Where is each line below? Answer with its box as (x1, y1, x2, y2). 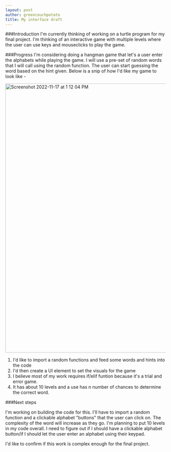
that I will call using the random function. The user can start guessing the (5, 62, 159, 69)
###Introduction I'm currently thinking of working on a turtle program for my (5, 31, 165, 37)
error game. (12, 378, 38, 385)
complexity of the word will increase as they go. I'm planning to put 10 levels (5, 420, 165, 426)
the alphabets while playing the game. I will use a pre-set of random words (5, 57, 162, 63)
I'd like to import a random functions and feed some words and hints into (12, 357, 165, 363)
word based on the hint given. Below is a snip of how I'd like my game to (5, 68, 157, 74)
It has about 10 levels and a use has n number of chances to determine (12, 384, 161, 390)
